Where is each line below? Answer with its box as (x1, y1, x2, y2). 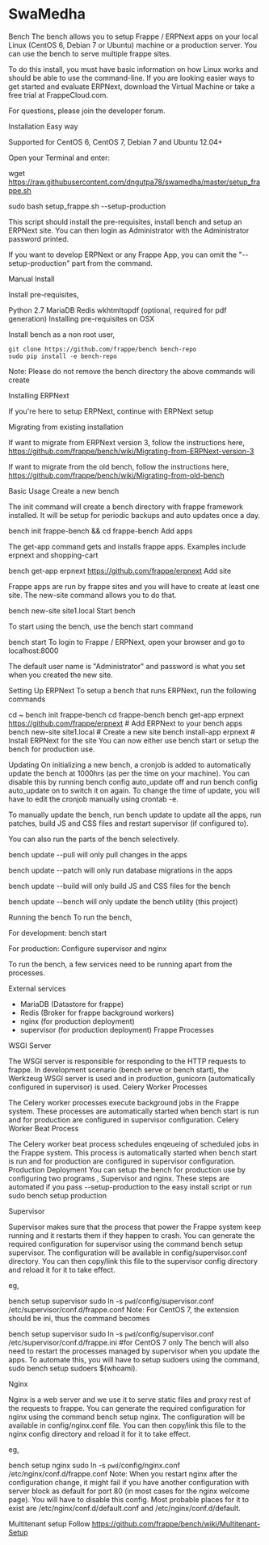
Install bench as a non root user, (8, 329, 116, 339)
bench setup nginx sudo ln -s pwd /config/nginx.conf (8, 1460, 180, 1470)
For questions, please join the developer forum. (8, 106, 166, 116)
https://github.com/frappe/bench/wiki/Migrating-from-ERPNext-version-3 (8, 446, 254, 456)
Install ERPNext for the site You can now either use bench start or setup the (8, 735, 259, 745)
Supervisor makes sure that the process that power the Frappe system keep (8, 1222, 262, 1231)
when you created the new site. (8, 670, 113, 680)
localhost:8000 (8, 646, 59, 655)
